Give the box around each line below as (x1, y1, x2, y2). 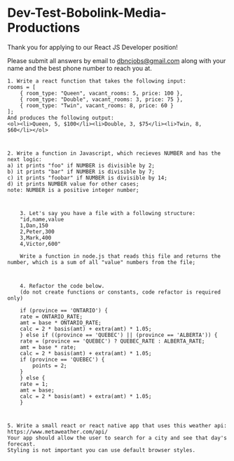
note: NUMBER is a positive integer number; (7, 187, 139, 194)
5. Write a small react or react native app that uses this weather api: (7, 422, 228, 429)
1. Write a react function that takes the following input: (7, 77, 187, 85)
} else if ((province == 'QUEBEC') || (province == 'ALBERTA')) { (20, 331, 218, 338)
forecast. (7, 440, 36, 448)
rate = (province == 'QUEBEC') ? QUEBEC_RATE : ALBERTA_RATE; (20, 338, 205, 345)
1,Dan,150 (20, 222, 49, 229)
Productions (7, 20, 81, 36)
